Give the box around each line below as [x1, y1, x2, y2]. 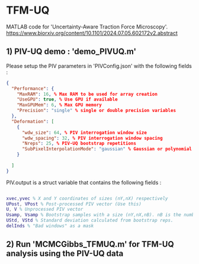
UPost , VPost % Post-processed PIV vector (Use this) [6, 201, 142, 207]
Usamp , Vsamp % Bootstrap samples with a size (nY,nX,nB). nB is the [6, 212, 182, 218]
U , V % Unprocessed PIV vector [6, 207, 84, 213]
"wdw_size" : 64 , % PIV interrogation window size [21, 130, 147, 136]
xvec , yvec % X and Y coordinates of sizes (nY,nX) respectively [6, 195, 168, 201]
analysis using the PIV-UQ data [6, 249, 124, 259]
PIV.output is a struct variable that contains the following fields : [6, 179, 162, 186]
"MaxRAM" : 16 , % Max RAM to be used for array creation [17, 91, 158, 97]
